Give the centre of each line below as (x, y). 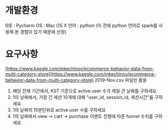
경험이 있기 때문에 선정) (43, 31)
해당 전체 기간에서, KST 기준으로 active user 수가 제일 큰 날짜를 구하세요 (85, 91)
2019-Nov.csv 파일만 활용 (121, 80)
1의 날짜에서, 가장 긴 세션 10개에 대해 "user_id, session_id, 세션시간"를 (83, 97)
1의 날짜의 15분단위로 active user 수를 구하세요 (59, 110)
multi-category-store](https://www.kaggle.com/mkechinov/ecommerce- (81, 74)
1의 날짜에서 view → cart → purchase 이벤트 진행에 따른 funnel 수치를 (83, 116)
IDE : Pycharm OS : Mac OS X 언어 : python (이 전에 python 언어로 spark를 (81, 25)
